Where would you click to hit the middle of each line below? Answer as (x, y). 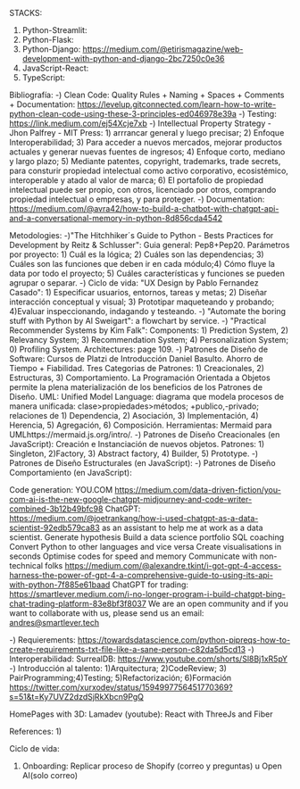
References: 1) (36, 731)
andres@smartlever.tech (54, 623)
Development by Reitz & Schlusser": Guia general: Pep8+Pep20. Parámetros (150, 245)
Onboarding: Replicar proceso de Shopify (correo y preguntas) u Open (152, 766)
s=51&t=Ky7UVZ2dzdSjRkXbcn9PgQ (77, 697)
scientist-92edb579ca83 (54, 527)
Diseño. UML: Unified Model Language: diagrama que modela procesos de (146, 397)
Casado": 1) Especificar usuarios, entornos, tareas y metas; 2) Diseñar (138, 292)
